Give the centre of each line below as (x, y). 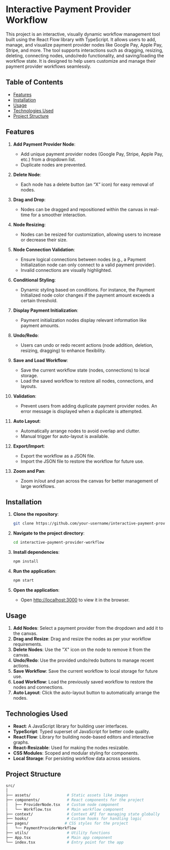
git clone (24, 523)
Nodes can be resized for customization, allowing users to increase (91, 234)
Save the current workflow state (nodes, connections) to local (85, 370)
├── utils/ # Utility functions (58, 833)
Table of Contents (35, 82)
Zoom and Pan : (29, 471)
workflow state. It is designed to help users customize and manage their (81, 61)
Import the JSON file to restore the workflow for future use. (82, 461)
